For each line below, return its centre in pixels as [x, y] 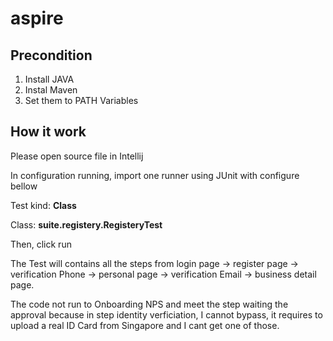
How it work [48, 132]
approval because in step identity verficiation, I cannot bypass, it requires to [166, 314]
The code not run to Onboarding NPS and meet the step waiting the [149, 304]
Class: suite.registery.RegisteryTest [86, 224]
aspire [37, 18]
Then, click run [41, 244]
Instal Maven [51, 90]
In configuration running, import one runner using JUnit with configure [155, 175]
